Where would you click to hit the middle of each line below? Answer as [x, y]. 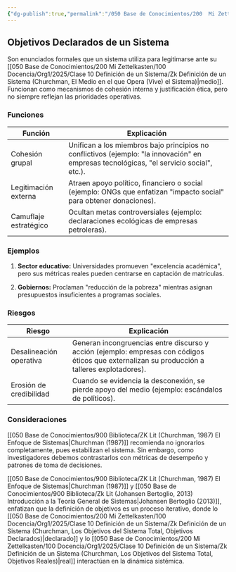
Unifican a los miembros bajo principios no [139, 145]
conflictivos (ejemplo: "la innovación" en [135, 154]
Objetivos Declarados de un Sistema [88, 43]
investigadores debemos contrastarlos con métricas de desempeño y [108, 457]
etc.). [77, 171]
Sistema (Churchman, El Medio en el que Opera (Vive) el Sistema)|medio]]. [115, 82]
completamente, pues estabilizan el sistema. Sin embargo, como [101, 450]
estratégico [29, 225]
